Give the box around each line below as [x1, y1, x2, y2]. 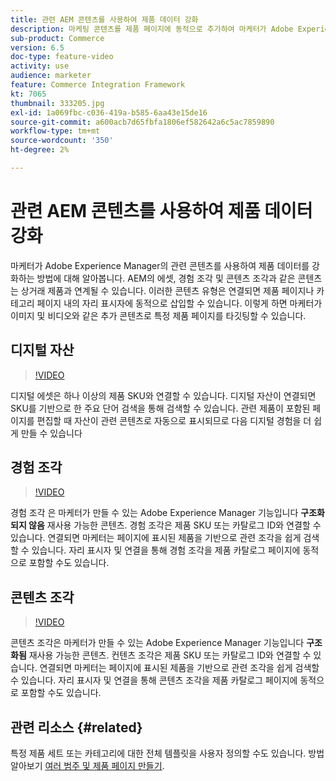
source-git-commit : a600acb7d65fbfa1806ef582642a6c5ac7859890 [10, 117, 275, 127]
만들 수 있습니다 [20, 427, 83, 439]
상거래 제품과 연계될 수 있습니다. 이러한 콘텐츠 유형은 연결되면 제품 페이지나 [20, 284, 315, 296]
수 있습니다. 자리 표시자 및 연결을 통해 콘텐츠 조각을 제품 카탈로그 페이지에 [10, 674, 298, 686]
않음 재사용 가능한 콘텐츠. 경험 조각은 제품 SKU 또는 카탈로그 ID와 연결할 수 [28, 519, 322, 531]
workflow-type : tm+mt [10, 126, 101, 136]
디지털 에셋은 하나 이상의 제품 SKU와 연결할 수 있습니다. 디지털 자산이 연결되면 [10, 389, 317, 401]
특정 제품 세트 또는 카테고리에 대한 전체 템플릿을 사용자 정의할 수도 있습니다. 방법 [10, 747, 325, 760]
